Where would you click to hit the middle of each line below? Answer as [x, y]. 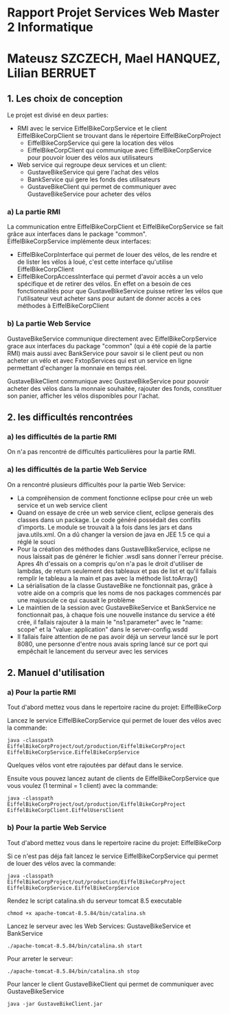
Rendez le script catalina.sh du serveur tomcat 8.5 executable [94, 901]
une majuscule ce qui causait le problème [76, 600]
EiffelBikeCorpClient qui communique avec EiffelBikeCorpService [119, 150]
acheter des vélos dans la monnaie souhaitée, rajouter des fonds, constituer [114, 388]
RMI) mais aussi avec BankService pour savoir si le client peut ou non [105, 353]
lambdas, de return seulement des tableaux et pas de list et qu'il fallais [117, 571]
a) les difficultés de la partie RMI [62, 437]
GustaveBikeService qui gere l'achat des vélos [93, 172]
